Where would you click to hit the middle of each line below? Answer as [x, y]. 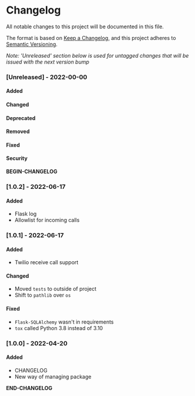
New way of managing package [53, 377]
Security [17, 158]
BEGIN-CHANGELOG [32, 172]
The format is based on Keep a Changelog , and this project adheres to [91, 38]
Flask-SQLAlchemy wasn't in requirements [64, 322]
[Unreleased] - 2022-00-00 [47, 77]
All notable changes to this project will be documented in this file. [85, 26]
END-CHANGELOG [29, 388]
